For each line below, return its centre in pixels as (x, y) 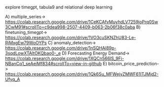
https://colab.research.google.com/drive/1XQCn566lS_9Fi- (65, 58)
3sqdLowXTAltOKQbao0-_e (33, 53)
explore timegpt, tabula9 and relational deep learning (59, 7)
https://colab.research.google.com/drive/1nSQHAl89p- (61, 48)
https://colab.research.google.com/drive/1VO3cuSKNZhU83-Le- (71, 37)
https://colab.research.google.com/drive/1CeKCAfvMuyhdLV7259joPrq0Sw (82, 22)
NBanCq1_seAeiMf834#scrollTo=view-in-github (53, 64)
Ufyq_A (13, 79)
